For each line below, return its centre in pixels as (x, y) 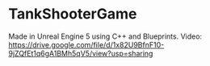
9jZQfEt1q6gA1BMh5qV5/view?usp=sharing (81, 53)
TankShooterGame (73, 14)
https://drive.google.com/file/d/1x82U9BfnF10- (86, 44)
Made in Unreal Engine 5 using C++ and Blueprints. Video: (105, 36)
